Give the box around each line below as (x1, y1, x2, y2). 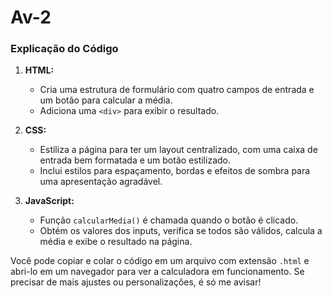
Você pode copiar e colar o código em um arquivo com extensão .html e (10, 255, 310, 267)
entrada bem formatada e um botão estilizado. (39, 154, 231, 166)
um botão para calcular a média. (39, 94, 173, 106)
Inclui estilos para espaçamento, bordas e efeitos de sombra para (39, 165, 311, 177)
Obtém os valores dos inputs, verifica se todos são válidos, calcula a (39, 225, 323, 237)
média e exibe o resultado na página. (39, 236, 193, 248)
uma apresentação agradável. (39, 176, 163, 188)
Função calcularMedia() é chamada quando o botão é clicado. (39, 214, 299, 226)
